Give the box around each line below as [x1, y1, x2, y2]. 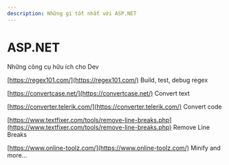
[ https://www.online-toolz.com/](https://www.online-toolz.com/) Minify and [7, 144, 221, 152]
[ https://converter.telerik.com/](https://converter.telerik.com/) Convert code [7, 102, 222, 111]
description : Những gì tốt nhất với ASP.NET [7, 10, 137, 17]
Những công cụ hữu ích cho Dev [7, 63, 99, 71]
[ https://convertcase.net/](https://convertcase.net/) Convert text [7, 89, 190, 97]
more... [7, 151, 28, 159]
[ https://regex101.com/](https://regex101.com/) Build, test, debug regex [7, 76, 208, 84]
